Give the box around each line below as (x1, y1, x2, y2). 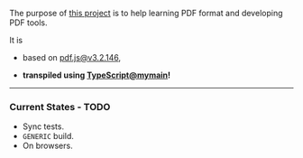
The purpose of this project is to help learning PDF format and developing (9, 8, 283, 18)
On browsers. (22, 140, 74, 152)
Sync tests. (22, 121, 65, 132)
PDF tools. (9, 17, 48, 28)
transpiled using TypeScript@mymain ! (22, 70, 171, 80)
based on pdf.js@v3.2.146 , (22, 52, 122, 62)
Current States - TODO (9, 100, 111, 113)
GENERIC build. (22, 131, 75, 142)
